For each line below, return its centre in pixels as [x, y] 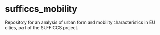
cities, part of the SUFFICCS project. [42, 27]
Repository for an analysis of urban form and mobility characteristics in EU [80, 22]
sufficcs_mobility [41, 9]
